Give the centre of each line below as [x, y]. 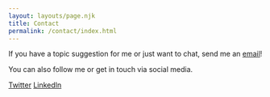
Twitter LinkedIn [35, 85]
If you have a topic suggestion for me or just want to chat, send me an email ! [135, 54]
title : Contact [34, 23]
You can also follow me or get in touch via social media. [101, 70]
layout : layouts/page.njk [52, 16]
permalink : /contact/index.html [62, 31]
